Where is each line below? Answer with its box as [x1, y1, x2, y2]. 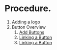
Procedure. [4, 3, 52, 14]
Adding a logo [11, 19, 40, 25]
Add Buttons [19, 29, 45, 35]
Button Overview [11, 24, 46, 30]
